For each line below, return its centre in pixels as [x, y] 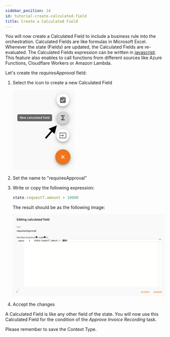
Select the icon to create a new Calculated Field [62, 83]
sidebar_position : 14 [28, 11]
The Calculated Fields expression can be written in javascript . [92, 53]
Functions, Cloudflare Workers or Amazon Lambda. [59, 63]
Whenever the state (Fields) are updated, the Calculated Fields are [74, 47]
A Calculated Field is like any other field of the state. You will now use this [82, 314]
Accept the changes [34, 304]
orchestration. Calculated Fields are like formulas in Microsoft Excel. [76, 42]
